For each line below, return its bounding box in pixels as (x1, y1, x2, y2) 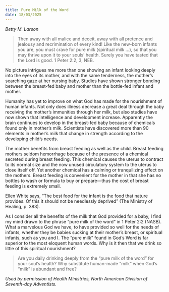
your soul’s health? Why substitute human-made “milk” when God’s (17, 260, 157, 266)
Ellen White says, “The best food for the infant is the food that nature (5, 193, 148, 199)
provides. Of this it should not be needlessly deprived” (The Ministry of (5, 198, 153, 204)
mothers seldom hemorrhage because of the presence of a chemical (5, 151, 148, 157)
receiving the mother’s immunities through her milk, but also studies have (5, 109, 157, 115)
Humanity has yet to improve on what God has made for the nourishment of (5, 98, 162, 104)
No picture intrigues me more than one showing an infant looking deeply (5, 67, 155, 73)
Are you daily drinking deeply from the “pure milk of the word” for (17, 255, 154, 261)
